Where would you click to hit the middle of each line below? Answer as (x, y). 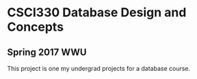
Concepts (35, 27)
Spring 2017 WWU (47, 52)
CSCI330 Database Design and (97, 13)
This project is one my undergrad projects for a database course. (99, 68)
